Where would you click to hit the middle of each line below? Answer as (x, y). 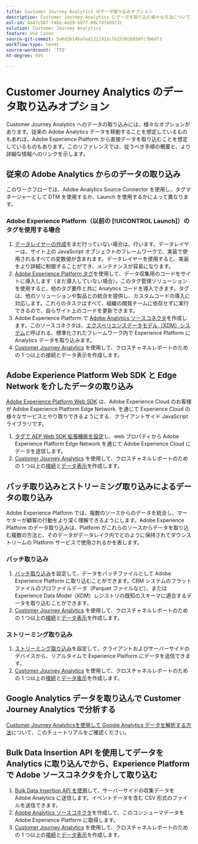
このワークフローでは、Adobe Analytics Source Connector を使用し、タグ (96, 189)
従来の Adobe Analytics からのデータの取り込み (93, 174)
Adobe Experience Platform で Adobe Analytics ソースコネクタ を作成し (101, 318)
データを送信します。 (40, 451)
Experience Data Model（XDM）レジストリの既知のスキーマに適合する (100, 596)
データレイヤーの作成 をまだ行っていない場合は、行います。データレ (97, 244)
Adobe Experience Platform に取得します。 (67, 820)
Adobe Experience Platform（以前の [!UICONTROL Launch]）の (98, 221)
